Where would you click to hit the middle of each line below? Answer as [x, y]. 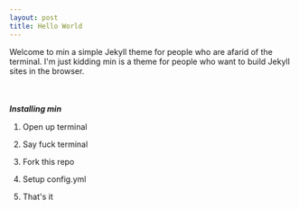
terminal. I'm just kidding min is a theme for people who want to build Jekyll [150, 61]
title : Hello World [46, 26]
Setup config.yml [54, 179]
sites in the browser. [47, 71]
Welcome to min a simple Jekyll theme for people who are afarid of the [141, 51]
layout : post [34, 18]
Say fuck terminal [55, 144]
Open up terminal [55, 126]
